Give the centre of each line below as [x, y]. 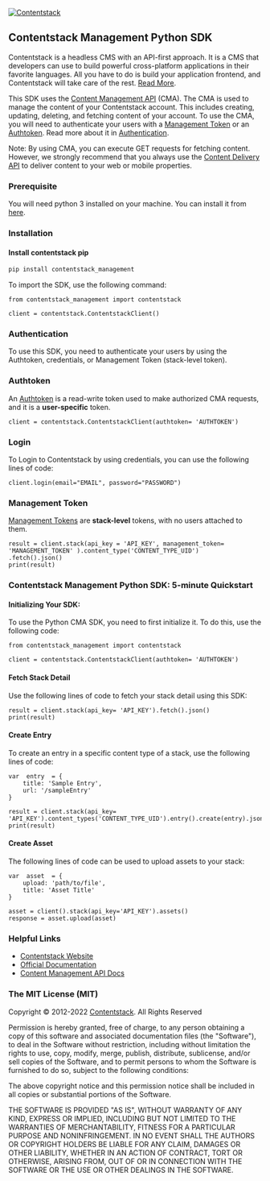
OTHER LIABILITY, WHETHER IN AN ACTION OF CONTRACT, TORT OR [125, 1153]
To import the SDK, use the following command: [88, 285]
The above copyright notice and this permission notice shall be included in [131, 1086]
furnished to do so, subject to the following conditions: [98, 1070]
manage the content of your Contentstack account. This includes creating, [131, 107]
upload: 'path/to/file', [64, 883]
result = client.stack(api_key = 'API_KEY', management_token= [117, 544]
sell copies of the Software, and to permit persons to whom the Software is [133, 1061]
